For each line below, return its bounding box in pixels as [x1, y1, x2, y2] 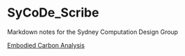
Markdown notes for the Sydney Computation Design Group [7, 28, 179, 36]
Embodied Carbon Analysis [7, 41, 85, 49]
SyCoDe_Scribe [7, 5, 99, 21]
